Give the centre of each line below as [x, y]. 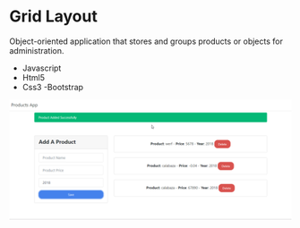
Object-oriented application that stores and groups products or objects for [146, 41]
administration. [37, 50]
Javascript [42, 68]
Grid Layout [54, 17]
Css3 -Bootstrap [52, 87]
